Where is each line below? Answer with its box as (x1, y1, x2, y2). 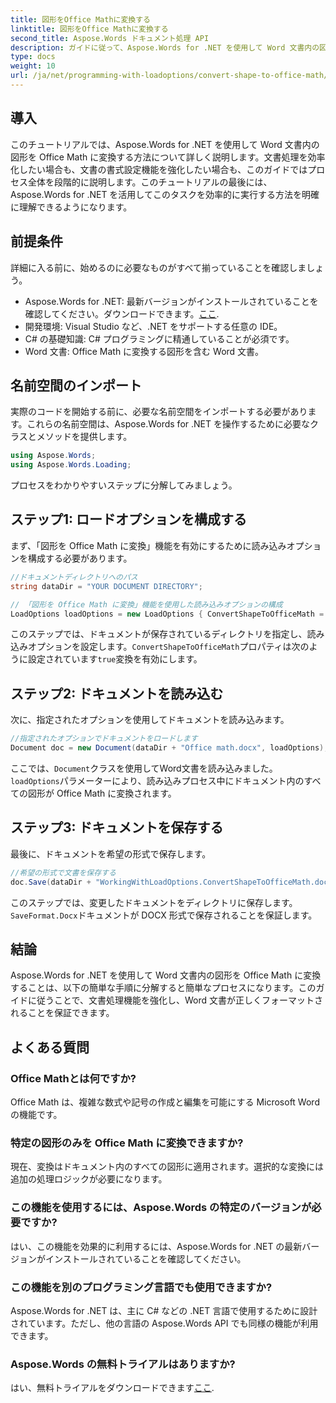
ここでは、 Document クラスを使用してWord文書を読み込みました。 (10, 762, 278, 774)
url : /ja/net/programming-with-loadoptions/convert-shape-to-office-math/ (10, 71, 329, 81)
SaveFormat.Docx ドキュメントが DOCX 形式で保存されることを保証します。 (10, 909, 318, 921)
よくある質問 (10, 1039, 90, 1056)
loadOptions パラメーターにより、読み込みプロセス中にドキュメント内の (10, 774, 305, 786)
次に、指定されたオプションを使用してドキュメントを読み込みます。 (10, 714, 290, 726)
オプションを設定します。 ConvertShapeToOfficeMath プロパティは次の (27, 641, 310, 653)
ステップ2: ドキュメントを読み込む (10, 685, 224, 702)
